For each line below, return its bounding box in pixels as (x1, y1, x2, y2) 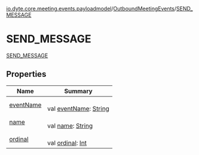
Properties (6, 69, 47, 79)
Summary (64, 86, 93, 95)
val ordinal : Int (47, 138, 87, 147)
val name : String (47, 122, 93, 130)
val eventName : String (47, 104, 109, 113)
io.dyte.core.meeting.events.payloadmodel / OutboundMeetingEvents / (6, 5, 177, 12)
